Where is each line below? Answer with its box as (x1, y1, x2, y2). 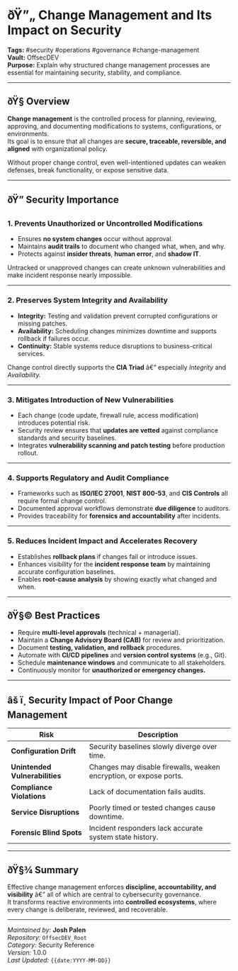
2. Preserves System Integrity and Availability (7, 295, 169, 305)
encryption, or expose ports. (89, 771, 183, 781)
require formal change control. (17, 496, 107, 505)
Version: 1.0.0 (7, 948, 47, 957)
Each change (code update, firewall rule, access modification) (17, 411, 199, 420)
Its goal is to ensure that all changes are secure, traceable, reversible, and (7, 137, 227, 145)
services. (17, 349, 45, 357)
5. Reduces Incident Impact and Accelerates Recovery (7, 536, 198, 546)
